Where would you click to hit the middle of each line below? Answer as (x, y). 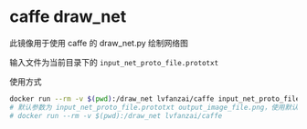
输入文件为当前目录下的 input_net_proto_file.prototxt (114, 62)
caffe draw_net (68, 17)
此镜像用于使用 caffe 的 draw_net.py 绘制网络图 (99, 43)
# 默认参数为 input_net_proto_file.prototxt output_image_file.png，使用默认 (154, 107)
